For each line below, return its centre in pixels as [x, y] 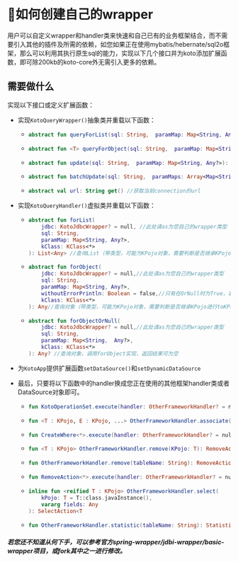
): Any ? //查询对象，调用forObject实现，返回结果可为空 [103, 354]
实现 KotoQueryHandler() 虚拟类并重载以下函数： [86, 205]
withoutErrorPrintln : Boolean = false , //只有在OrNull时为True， [135, 293]
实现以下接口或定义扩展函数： [51, 105]
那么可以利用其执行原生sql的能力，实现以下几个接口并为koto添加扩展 [120, 53]
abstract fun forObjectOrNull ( [74, 321]
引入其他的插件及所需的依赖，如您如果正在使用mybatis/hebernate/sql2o [118, 44]
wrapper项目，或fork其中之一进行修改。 [67, 551]
